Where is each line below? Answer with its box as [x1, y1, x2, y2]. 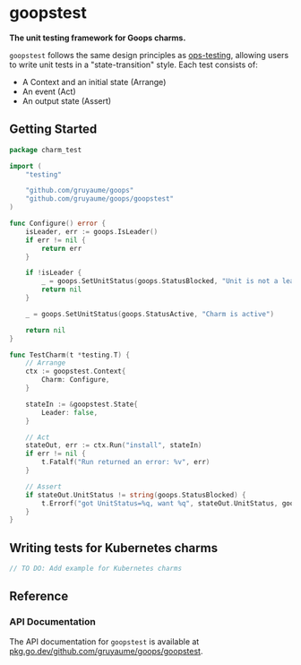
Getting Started [9, 122, 98, 137]
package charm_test [9, 145, 82, 154]
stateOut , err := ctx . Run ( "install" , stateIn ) [25, 441, 202, 450]
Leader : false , [41, 408, 99, 417]
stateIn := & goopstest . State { [25, 400, 139, 409]
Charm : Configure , [41, 376, 110, 384]
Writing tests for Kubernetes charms [9, 540, 218, 556]
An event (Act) [21, 86, 76, 97]
